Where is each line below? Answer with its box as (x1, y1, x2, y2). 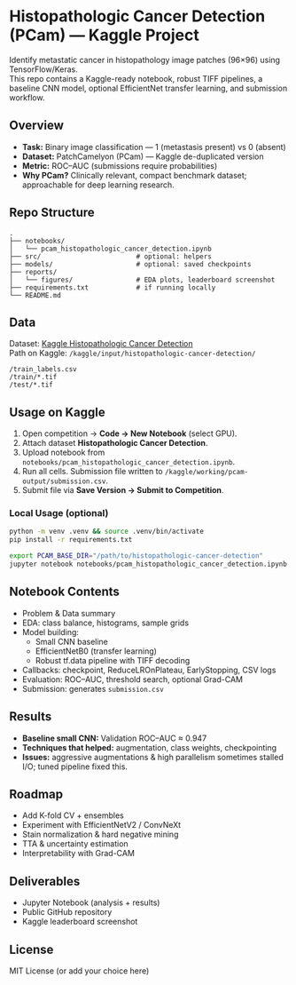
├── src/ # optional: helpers (9, 251, 213, 261)
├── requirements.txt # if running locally (9, 282, 216, 292)
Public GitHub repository (21, 907, 113, 917)
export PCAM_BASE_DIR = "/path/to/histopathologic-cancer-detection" (9, 552, 264, 560)
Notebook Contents (9, 584, 120, 600)
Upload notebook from (21, 447, 105, 458)
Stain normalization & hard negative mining (21, 829, 179, 840)
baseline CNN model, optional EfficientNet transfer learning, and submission (9, 83, 288, 93)
